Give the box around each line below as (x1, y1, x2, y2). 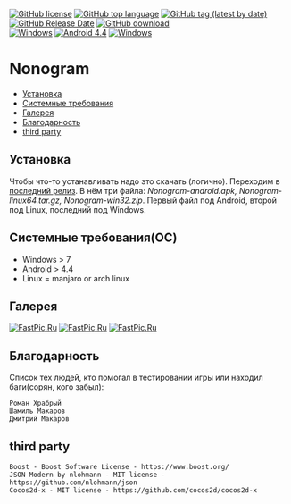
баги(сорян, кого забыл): (9, 382, 104, 392)
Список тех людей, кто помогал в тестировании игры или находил (9, 372, 263, 383)
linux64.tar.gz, (9, 195, 62, 206)
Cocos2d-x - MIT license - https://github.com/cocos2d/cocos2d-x (9, 486, 257, 495)
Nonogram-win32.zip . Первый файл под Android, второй (63, 195, 277, 206)
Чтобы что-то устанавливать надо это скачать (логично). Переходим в (9, 175, 280, 187)
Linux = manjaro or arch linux (21, 273, 130, 283)
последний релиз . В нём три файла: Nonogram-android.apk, (9, 185, 237, 196)
